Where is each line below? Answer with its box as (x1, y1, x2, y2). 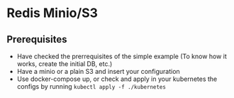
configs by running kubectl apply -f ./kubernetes (16, 82, 166, 90)
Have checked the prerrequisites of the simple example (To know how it (16, 52, 228, 60)
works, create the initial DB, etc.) (16, 60, 113, 68)
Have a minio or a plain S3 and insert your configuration (16, 67, 180, 75)
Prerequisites (6, 33, 67, 45)
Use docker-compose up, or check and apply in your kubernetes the (16, 75, 218, 83)
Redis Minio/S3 (6, 5, 99, 21)
